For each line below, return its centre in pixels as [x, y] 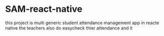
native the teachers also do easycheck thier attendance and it [69, 28]
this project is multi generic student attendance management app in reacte [82, 23]
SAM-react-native [44, 9]
